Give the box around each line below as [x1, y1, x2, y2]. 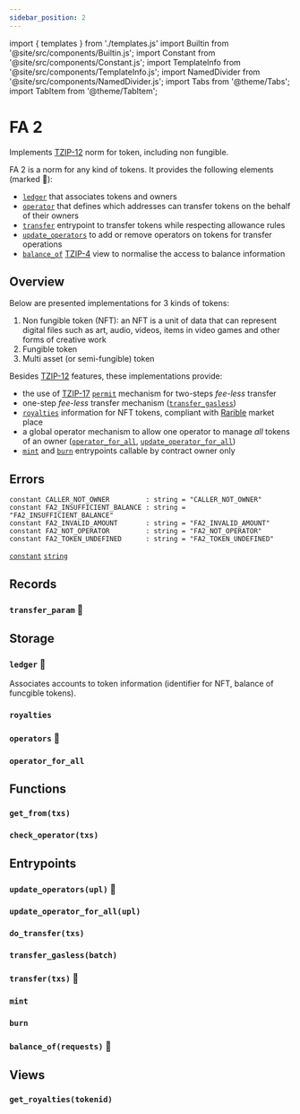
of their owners [21, 210, 79, 221]
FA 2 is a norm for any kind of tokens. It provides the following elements [9, 163, 274, 175]
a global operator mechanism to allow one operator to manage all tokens [21, 426, 291, 437]
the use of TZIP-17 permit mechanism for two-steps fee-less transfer [21, 388, 277, 399]
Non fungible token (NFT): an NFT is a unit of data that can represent [21, 315, 278, 326]
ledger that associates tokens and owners [21, 190, 177, 202]
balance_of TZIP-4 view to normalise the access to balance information [21, 248, 286, 259]
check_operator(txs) [9, 830, 99, 840]
